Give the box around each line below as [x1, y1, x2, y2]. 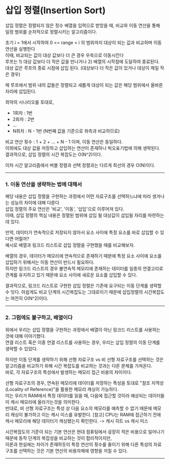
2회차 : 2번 [12, 116, 34, 122]
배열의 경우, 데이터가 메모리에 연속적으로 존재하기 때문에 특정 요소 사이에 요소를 [5, 253, 162, 259]
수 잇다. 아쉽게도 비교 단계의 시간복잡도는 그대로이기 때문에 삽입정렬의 [5, 289, 143, 295]
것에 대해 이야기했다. [5, 333, 46, 339]
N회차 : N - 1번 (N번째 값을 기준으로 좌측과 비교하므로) [12, 128, 120, 134]
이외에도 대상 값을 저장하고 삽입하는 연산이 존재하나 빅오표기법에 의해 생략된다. [5, 145, 161, 151]
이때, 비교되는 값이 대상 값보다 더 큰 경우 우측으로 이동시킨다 [5, 52, 124, 58]
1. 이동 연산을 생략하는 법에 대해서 [5, 181, 82, 188]
